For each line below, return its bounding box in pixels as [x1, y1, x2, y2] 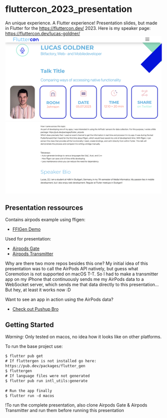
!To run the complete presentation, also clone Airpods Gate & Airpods [5, 402, 148, 408]
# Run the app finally [5, 389, 52, 394]
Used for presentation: [5, 236, 51, 242]
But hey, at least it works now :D [5, 287, 71, 293]
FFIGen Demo [12, 226, 41, 232]
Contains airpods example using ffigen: [5, 217, 85, 223]
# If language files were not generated [5, 374, 90, 379]
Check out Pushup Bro [12, 306, 59, 312]
